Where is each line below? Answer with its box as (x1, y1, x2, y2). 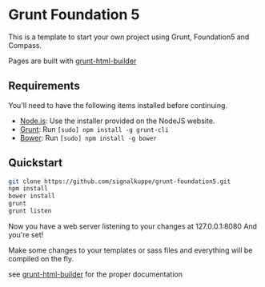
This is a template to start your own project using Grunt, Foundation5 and (8, 32, 250, 42)
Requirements (8, 79, 80, 93)
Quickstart (8, 156, 63, 169)
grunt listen (8, 207, 52, 215)
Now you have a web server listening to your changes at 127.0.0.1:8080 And (8, 221, 258, 231)
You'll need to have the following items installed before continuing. (8, 100, 228, 110)
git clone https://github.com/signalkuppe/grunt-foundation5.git (8, 177, 231, 185)
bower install (8, 192, 56, 201)
